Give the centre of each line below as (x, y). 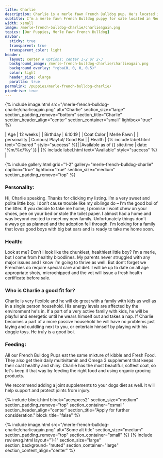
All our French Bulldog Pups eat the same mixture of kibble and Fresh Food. (81, 355)
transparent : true (28, 46)
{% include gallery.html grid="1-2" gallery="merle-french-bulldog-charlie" (79, 164)
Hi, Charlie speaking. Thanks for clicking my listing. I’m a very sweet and (78, 198)
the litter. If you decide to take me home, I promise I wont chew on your (76, 208)
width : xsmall (19, 23)
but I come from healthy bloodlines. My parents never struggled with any (78, 257)
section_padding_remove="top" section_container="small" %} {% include (79, 435)
